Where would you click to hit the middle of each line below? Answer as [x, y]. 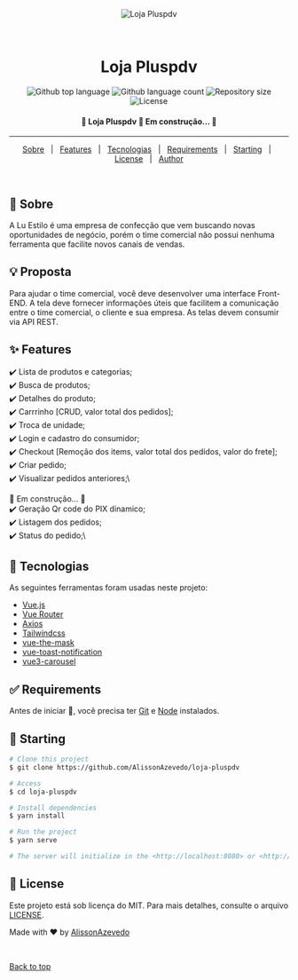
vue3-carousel [49, 661]
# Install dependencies [53, 808]
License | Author [149, 159]
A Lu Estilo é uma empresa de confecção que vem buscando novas [132, 225]
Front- [269, 293]
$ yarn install [37, 816]
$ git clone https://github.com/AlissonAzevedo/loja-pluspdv [125, 767]
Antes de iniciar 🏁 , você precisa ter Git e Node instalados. [114, 711]
